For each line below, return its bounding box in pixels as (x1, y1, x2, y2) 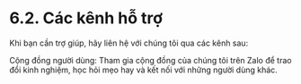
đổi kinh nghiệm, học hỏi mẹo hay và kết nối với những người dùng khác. (9, 64, 279, 75)
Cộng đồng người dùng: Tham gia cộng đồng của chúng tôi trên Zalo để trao (9, 55, 292, 65)
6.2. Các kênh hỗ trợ (9, 8, 164, 29)
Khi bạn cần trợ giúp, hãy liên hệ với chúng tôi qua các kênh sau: (9, 38, 249, 48)
